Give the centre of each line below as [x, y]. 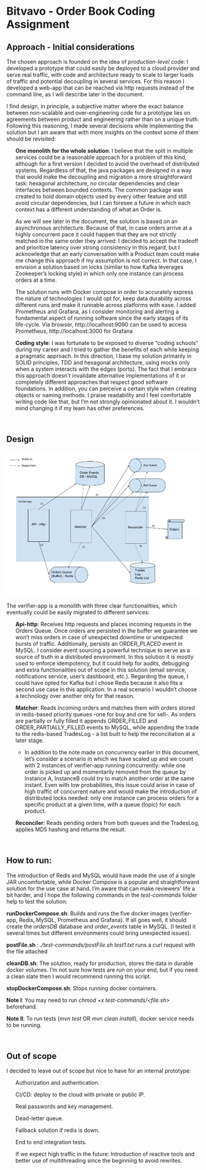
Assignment [38, 24]
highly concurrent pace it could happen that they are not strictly [96, 234]
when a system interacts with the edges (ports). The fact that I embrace [106, 369]
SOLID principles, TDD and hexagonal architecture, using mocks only [102, 362]
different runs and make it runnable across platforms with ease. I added [105, 305]
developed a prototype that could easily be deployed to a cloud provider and [103, 68]
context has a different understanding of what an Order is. [89, 209]
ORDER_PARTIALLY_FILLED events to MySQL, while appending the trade [107, 727]
